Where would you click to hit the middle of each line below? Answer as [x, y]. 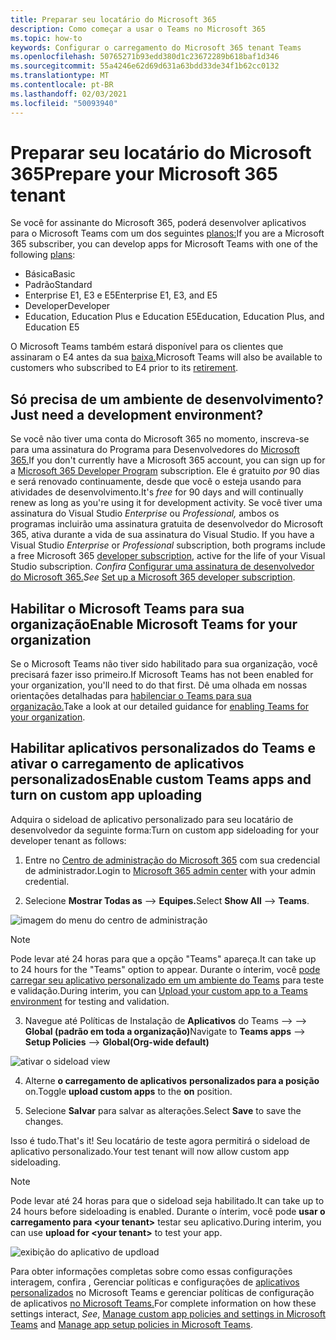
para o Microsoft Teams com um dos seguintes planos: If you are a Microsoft [167, 233]
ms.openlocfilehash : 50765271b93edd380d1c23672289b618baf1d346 [145, 57]
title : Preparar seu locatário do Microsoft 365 [113, 19]
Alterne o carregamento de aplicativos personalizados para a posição [172, 1080]
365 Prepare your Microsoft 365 [144, 173]
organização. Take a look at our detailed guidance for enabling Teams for [160, 707]
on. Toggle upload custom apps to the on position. [128, 1091]
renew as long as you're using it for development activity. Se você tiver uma [166, 503]
